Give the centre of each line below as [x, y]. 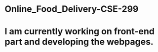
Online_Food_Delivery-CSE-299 [72, 9]
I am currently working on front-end [80, 32]
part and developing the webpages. [79, 42]
